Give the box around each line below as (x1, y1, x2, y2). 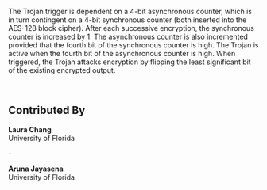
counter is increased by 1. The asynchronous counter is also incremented (8, 32, 249, 41)
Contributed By (8, 104, 86, 117)
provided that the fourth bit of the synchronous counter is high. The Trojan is (8, 40, 259, 50)
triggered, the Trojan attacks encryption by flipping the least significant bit (8, 57, 252, 66)
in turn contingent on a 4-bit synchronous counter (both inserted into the (8, 15, 247, 25)
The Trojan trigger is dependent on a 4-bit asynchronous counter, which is (8, 7, 253, 16)
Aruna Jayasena (8, 164, 64, 173)
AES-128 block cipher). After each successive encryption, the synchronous (8, 24, 254, 32)
